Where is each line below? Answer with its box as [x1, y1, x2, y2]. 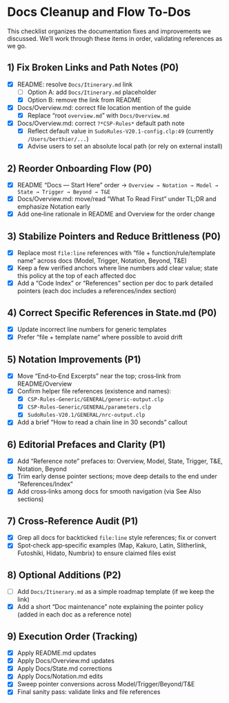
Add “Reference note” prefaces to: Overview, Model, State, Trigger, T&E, [17, 457, 223, 465]
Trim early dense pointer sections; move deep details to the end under [17, 472, 217, 480]
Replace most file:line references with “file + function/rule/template [17, 249, 216, 257]
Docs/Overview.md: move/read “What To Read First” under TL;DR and [17, 195, 217, 203]
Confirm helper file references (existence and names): [17, 387, 171, 395]
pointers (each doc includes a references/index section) [17, 287, 177, 295]
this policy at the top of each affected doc [17, 272, 137, 280]
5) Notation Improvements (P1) [7, 353, 141, 365]
